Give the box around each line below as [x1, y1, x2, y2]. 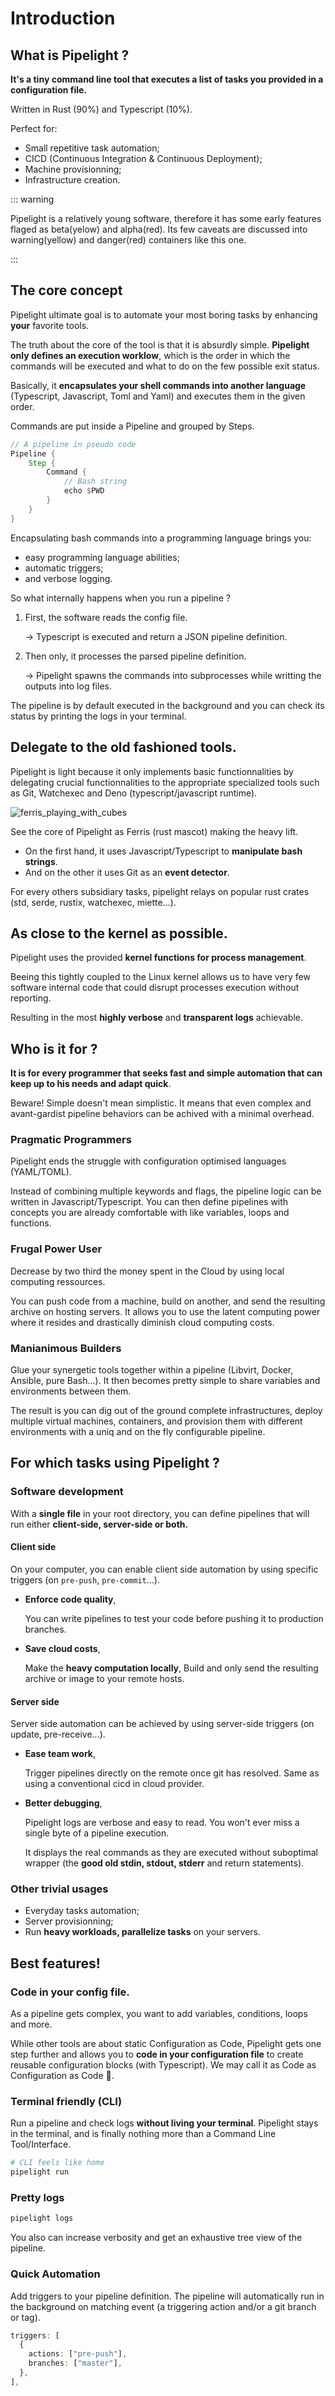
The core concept [10, 282, 123, 299]
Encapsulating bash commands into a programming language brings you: [10, 532, 312, 544]
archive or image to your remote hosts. [24, 1672, 185, 1684]
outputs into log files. [24, 680, 112, 692]
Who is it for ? [10, 1040, 98, 1057]
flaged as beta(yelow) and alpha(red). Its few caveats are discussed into [10, 223, 308, 235]
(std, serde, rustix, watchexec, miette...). [10, 896, 177, 908]
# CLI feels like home [10, 2158, 105, 2168]
